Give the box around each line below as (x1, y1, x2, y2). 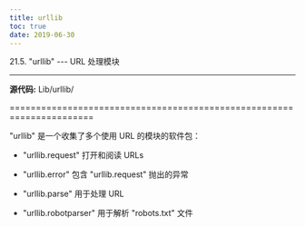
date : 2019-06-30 (9, 30, 75, 39)
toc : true (9, 22, 47, 31)
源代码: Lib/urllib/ (9, 84, 74, 95)
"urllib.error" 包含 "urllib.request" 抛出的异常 (22, 169, 189, 180)
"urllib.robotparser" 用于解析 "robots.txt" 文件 (22, 208, 193, 219)
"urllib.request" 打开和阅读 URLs (22, 150, 144, 161)
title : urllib (9, 13, 64, 23)
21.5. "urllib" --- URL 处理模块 (9, 56, 120, 67)
